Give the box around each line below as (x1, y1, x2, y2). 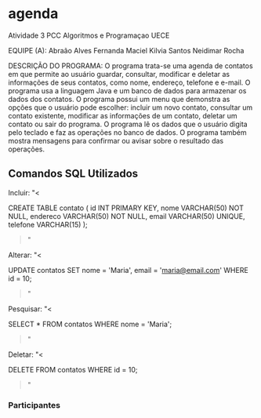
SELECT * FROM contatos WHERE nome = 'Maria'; (8, 319, 172, 329)
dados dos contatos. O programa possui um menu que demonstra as (8, 94, 230, 104)
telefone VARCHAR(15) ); (8, 220, 88, 229)
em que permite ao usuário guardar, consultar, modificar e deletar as (8, 69, 230, 78)
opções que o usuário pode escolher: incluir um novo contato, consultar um (8, 103, 253, 112)
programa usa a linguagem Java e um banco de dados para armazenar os (8, 85, 247, 95)
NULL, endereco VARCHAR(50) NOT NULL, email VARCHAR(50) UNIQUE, (8, 211, 245, 220)
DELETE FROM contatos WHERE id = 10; (8, 365, 138, 374)
